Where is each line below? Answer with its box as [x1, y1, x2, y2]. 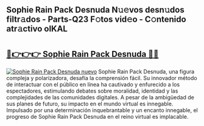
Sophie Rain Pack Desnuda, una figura [98, 68, 195, 75]
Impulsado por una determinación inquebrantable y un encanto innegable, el [6, 107, 198, 114]
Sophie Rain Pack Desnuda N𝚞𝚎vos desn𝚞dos [6, 5, 185, 15]
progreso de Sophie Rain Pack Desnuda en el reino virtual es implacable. [6, 113, 189, 120]
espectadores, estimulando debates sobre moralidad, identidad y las [6, 87, 178, 94]
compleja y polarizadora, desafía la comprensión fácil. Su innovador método [6, 75, 197, 81]
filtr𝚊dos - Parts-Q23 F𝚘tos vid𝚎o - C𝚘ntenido [6, 15, 187, 25]
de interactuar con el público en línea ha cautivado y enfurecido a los [6, 81, 180, 88]
